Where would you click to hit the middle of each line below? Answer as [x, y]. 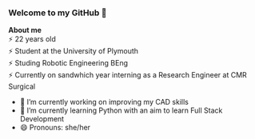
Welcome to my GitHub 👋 [58, 13]
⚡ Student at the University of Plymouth [73, 51]
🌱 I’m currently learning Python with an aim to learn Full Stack [121, 110]
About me [25, 30]
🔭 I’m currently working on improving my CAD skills [104, 102]
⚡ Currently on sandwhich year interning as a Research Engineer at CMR [128, 75]
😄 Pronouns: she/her [55, 128]
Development [42, 119]
